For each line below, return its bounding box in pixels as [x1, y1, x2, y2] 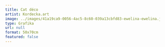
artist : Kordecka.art [5, 12, 50, 17]
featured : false [5, 35, 38, 40]
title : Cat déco [5, 7, 38, 12]
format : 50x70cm [5, 30, 38, 35]
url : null [5, 25, 26, 30]
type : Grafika [5, 21, 34, 26]
